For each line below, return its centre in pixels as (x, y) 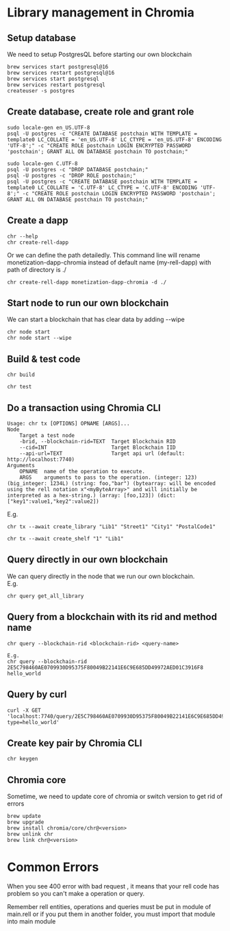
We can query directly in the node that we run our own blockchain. (101, 576)
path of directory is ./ (37, 269)
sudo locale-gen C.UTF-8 (42, 163)
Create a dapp (38, 221)
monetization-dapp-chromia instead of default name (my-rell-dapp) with (109, 262)
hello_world (24, 673)
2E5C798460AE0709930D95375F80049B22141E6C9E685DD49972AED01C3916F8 (105, 667)
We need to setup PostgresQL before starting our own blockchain (100, 54)
